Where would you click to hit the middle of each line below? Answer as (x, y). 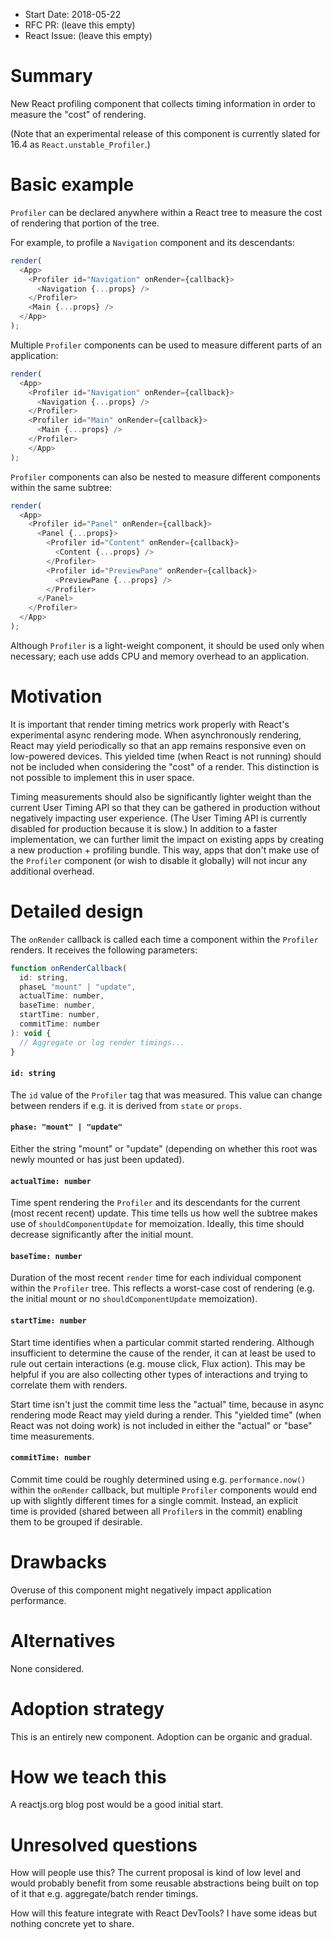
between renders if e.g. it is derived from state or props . (126, 1105)
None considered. (47, 1668)
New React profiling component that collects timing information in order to (163, 103)
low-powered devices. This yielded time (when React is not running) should (166, 756)
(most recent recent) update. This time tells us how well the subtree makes (164, 1213)
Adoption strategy (87, 1708)
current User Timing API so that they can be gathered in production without (165, 807)
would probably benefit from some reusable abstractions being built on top (164, 1883)
